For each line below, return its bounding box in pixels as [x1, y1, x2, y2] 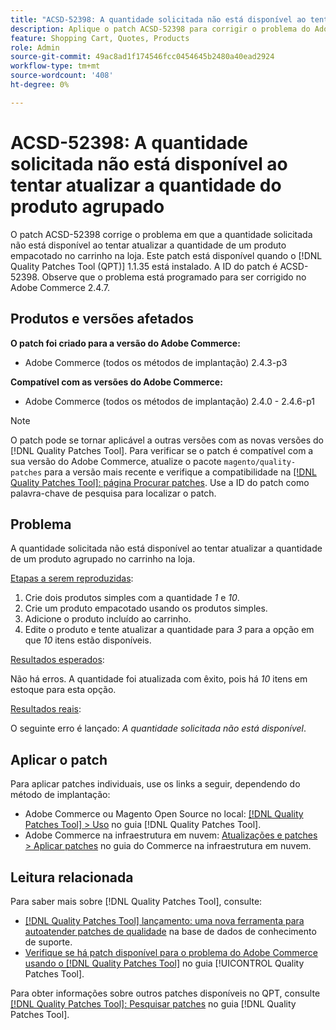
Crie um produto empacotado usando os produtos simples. [24, 602, 268, 615]
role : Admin [10, 42, 60, 53]
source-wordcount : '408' [10, 71, 114, 81]
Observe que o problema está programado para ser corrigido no [41, 271, 307, 283]
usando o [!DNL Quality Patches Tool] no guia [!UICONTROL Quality [24, 957, 305, 969]
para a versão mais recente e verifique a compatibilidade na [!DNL [44, 466, 317, 478]
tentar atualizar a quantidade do [10, 174, 282, 196]
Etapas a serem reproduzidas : [10, 572, 134, 585]
